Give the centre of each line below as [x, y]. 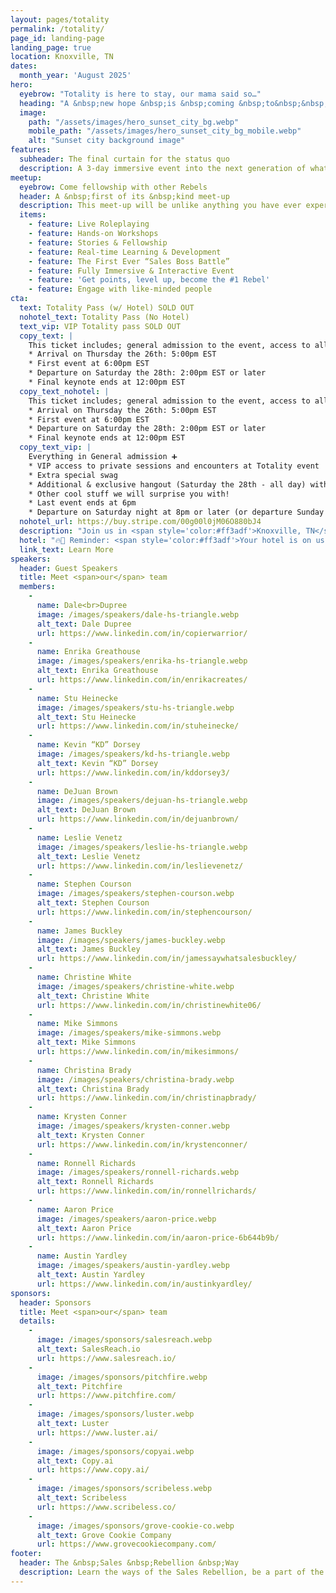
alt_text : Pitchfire [79, 1386]
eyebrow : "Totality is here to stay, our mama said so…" [140, 94]
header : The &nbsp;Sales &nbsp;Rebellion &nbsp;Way [129, 1563]
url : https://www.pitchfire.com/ [106, 1396]
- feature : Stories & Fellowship [98, 242]
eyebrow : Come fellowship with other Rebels [113, 187]
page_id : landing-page [57, 38]
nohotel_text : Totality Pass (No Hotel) [104, 317]
